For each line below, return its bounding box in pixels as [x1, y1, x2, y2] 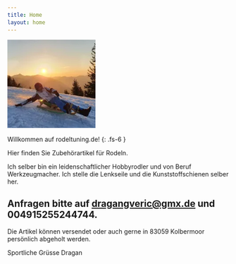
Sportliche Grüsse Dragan [7, 248, 83, 257]
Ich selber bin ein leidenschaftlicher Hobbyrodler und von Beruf [7, 162, 192, 171]
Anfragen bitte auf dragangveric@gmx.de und [7, 198, 216, 210]
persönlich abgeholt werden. [7, 235, 91, 244]
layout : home [7, 18, 46, 26]
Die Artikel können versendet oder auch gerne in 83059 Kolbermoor [7, 227, 205, 236]
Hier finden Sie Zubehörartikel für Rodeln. [7, 148, 128, 157]
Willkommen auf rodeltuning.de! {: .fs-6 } [7, 135, 127, 143]
